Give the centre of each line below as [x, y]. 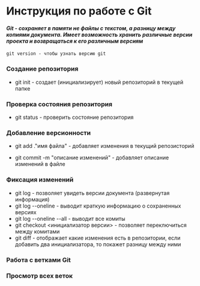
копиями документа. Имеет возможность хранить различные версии [99, 34]
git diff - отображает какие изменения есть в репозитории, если [98, 238]
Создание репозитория [42, 69]
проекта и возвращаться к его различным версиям [75, 41]
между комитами [37, 231]
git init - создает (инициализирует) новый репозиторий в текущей [99, 82]
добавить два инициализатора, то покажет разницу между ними [98, 244]
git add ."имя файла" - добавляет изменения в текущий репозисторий [105, 146]
